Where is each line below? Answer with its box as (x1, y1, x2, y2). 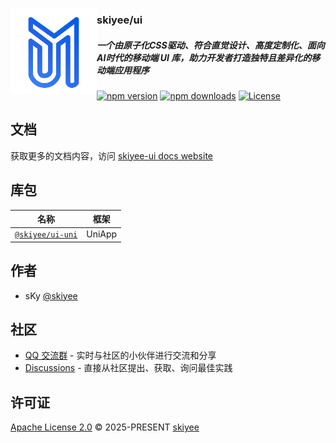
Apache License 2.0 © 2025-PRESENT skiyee (10, 421, 200, 433)
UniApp (86, 228, 118, 240)
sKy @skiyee (24, 289, 78, 302)
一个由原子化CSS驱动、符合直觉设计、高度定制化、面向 (96, 39, 325, 51)
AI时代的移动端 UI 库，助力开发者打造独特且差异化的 (96, 51, 312, 63)
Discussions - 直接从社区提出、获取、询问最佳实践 (24, 362, 233, 374)
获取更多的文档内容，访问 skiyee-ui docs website (10, 149, 213, 162)
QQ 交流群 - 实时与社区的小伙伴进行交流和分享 (24, 349, 217, 362)
